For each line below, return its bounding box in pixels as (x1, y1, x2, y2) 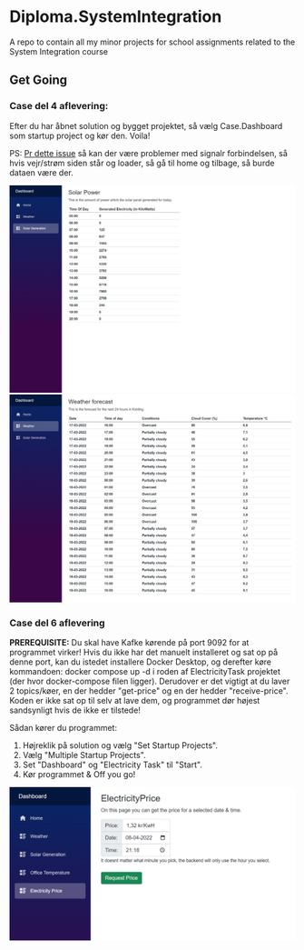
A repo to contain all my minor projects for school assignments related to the (9, 36, 296, 47)
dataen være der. (9, 166, 74, 178)
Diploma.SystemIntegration (9, 6, 222, 27)
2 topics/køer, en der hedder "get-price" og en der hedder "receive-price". (9, 685, 289, 696)
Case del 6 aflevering (9, 616, 106, 629)
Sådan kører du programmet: (9, 723, 118, 734)
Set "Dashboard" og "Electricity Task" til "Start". (22, 759, 202, 770)
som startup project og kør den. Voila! (9, 130, 151, 141)
